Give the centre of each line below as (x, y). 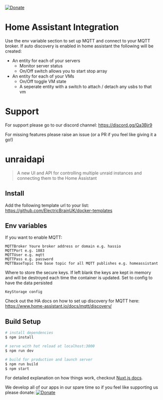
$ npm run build (21, 364)
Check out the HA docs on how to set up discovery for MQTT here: (72, 301)
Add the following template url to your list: (47, 205)
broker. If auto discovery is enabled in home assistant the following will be (79, 46)
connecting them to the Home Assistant (57, 178)
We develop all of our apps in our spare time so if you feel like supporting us (82, 387)
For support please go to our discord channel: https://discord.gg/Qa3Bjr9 (79, 125)
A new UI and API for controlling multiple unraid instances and (79, 173)
